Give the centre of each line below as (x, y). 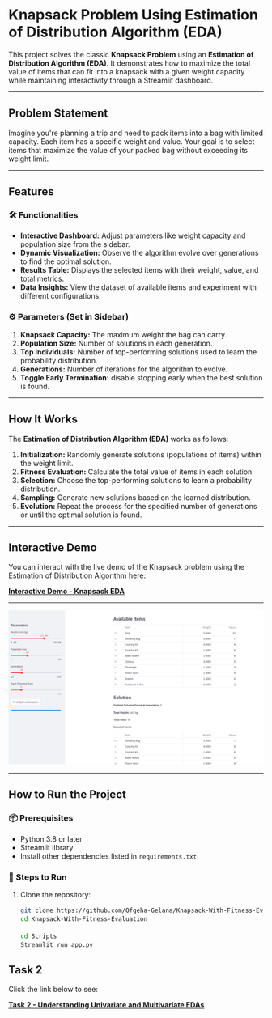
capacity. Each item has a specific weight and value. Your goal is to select (132, 141)
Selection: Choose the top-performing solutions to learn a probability (136, 480)
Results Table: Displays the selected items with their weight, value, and (139, 270)
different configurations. (60, 296)
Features (31, 192)
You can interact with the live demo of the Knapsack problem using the (127, 567)
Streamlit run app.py (56, 944)
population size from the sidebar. (75, 244)
